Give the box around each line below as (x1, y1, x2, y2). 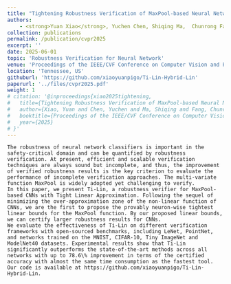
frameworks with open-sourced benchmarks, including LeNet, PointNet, (7, 228, 214, 235)
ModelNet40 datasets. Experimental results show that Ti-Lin (7, 240, 186, 248)
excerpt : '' (7, 42, 41, 49)
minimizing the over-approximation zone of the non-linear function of (7, 198, 217, 205)
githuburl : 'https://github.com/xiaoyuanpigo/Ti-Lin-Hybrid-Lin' (7, 74, 198, 81)
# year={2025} (7, 118, 54, 126)
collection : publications (7, 29, 81, 36)
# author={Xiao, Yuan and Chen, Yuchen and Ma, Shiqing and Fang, (7, 106, 208, 113)
